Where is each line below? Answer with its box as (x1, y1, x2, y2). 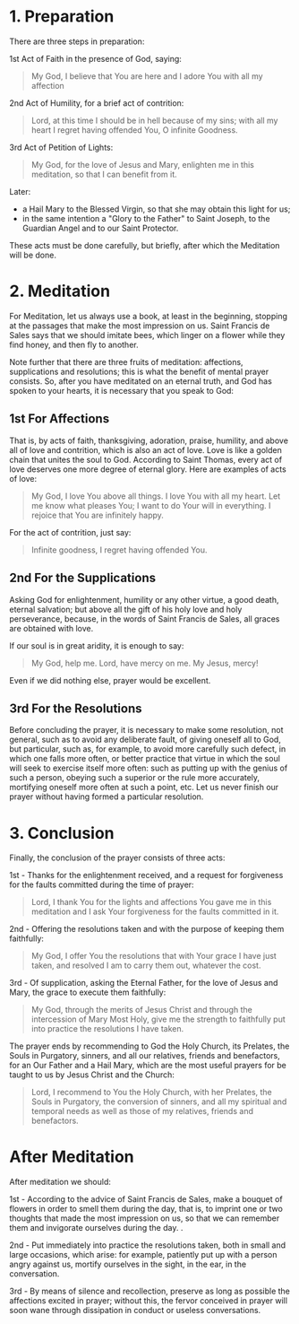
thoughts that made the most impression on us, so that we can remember (9, 1213, 280, 1224)
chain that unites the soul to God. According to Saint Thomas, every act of (9, 454, 283, 465)
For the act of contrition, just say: (9, 527, 132, 537)
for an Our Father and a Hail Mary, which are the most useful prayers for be (9, 1060, 286, 1071)
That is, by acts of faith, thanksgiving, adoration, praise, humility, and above (9, 435, 289, 446)
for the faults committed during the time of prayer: (9, 879, 194, 890)
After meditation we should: (9, 1177, 112, 1188)
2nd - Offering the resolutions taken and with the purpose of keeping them (9, 924, 285, 935)
